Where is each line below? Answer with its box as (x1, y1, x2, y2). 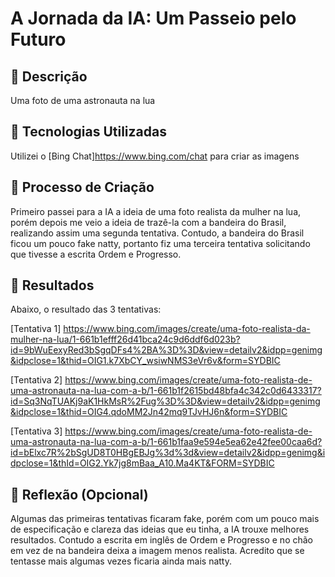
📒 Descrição (10, 68, 88, 85)
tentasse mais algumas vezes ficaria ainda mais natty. (10, 555, 232, 567)
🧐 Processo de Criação (10, 179, 155, 196)
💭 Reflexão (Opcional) (10, 486, 149, 503)
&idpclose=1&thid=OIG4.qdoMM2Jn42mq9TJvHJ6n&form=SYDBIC (10, 406, 288, 418)
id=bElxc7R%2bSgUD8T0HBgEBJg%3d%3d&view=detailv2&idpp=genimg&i (10, 447, 326, 459)
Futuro (10, 28, 67, 51)
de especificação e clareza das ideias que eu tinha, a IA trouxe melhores (10, 523, 310, 536)
